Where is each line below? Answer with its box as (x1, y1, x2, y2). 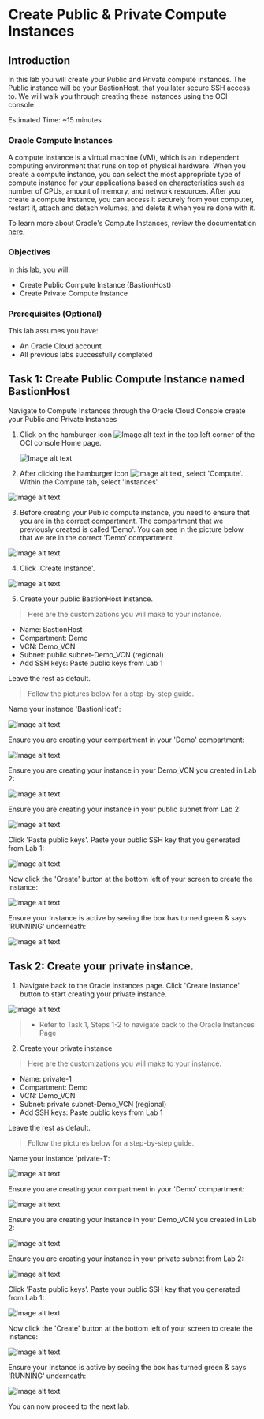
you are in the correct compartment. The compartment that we (19, 516, 224, 525)
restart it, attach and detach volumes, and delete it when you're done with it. (8, 203, 256, 213)
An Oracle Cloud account (19, 341, 102, 351)
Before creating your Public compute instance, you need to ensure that (19, 507, 251, 517)
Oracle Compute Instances (8, 134, 113, 145)
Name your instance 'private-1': (8, 1154, 110, 1163)
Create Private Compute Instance (19, 288, 128, 298)
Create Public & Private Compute (8, 6, 227, 24)
